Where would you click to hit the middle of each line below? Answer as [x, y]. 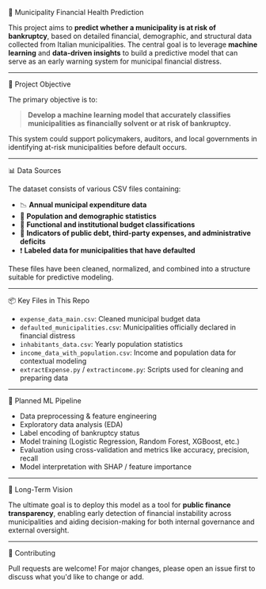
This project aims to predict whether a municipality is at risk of [112, 27]
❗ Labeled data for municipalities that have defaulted [107, 250]
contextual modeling [53, 361]
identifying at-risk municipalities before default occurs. [98, 147]
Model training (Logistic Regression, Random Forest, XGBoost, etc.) [129, 441]
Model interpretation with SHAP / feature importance [106, 467]
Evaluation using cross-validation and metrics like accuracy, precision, [134, 450]
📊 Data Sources [35, 170]
